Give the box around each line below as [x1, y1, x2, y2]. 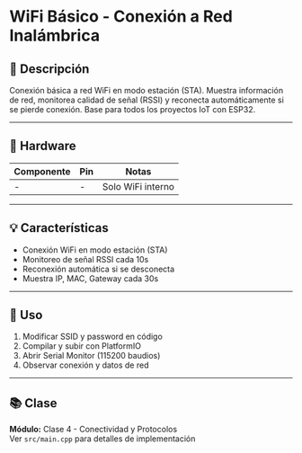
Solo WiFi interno [102, 180, 175, 192]
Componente [13, 164, 71, 177]
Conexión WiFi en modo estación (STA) [22, 244, 168, 255]
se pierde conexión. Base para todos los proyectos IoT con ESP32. [9, 104, 256, 114]
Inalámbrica [9, 25, 101, 46]
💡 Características [9, 220, 110, 235]
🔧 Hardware [9, 138, 76, 154]
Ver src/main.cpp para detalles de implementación [9, 433, 196, 444]
